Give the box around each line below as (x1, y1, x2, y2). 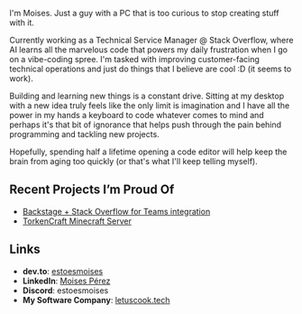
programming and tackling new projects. (9, 129, 160, 139)
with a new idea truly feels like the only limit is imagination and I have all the (9, 100, 290, 111)
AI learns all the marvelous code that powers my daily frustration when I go (9, 44, 288, 55)
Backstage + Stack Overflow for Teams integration (22, 206, 211, 217)
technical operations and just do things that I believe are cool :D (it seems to (9, 63, 292, 74)
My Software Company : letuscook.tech (22, 294, 170, 305)
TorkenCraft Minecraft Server (22, 216, 133, 226)
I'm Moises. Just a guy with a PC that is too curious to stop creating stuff (9, 8, 279, 18)
